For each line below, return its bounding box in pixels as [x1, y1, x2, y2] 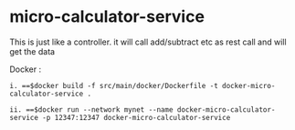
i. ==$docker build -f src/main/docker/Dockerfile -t [9, 81, 219, 90]
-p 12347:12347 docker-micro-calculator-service [42, 113, 231, 122]
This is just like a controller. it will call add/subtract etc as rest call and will [9, 36, 287, 47]
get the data [9, 45, 56, 56]
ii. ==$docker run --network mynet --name [9, 105, 174, 115]
